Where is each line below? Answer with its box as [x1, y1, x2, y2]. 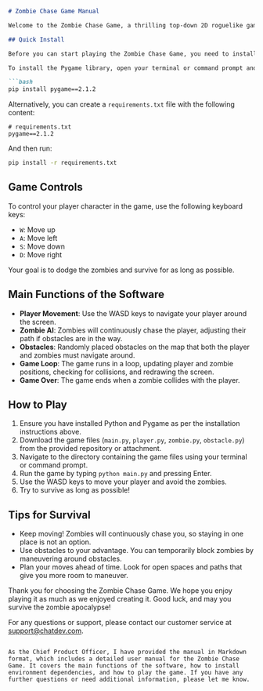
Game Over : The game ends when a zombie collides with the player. [19, 375, 240, 384]
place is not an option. [19, 537, 92, 547]
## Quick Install [8, 35, 65, 43]
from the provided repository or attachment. [19, 444, 162, 453]
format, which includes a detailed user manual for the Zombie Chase [8, 655, 240, 663]
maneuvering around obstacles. [19, 554, 123, 564]
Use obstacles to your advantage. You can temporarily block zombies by [19, 546, 254, 555]
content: [8, 108, 35, 118]
